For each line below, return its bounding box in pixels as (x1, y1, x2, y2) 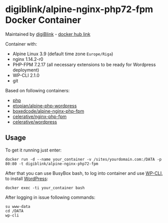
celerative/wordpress (12, 119, 57, 125)
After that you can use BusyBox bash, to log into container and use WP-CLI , (5, 170, 163, 176)
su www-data (5, 204, 30, 209)
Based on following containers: (5, 87, 70, 93)
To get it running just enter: (5, 147, 62, 153)
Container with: (5, 41, 37, 47)
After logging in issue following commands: (5, 194, 96, 200)
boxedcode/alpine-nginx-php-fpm (12, 108, 85, 114)
